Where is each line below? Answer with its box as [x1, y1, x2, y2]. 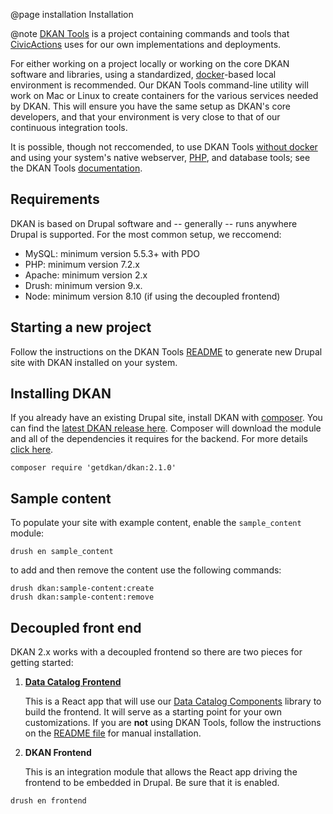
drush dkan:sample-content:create [10, 584, 155, 594]
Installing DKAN [10, 385, 112, 403]
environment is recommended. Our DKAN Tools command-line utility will [10, 79, 309, 91]
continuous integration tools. [10, 122, 128, 133]
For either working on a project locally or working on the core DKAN [10, 58, 290, 69]
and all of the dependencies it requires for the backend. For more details [10, 433, 308, 445]
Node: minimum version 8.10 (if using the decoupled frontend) [24, 290, 281, 302]
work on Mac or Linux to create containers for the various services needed [10, 90, 319, 101]
